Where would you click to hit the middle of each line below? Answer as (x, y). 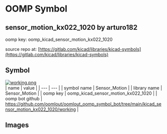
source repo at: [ (22, 49)
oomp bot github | (24, 98)
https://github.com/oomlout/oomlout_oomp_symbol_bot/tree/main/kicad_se (83, 104)
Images (17, 125)
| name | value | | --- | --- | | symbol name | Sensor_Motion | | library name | (84, 88)
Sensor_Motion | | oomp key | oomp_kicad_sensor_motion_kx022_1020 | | (81, 93)
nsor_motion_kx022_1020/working (41, 109)
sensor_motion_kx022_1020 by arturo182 (71, 27)
